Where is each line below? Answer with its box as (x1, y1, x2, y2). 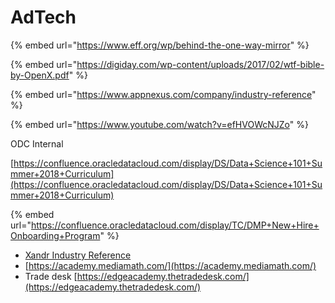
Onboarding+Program (10, 229, 101, 241)
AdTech (10, 6, 77, 29)
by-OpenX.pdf (10, 69, 70, 81)
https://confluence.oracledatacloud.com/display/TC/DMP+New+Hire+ (30, 219, 320, 231)
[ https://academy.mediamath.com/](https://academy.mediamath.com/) (24, 259, 317, 271)
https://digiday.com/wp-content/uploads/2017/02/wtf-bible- (76, 58, 325, 70)
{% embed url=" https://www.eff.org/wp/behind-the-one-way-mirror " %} (10, 39, 310, 51)
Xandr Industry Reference (24, 249, 132, 261)
